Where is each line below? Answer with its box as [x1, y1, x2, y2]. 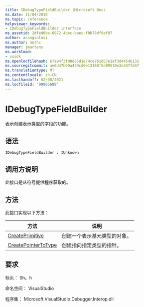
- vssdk [5, 54, 21, 59]
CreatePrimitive [7, 232, 44, 239]
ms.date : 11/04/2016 [5, 12, 48, 17]
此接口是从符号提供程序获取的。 [5, 179, 71, 185]
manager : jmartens [5, 45, 43, 50]
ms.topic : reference [5, 17, 48, 22]
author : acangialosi [5, 36, 48, 41]
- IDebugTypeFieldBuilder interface [5, 26, 81, 31]
